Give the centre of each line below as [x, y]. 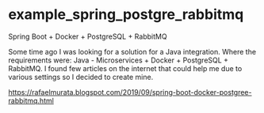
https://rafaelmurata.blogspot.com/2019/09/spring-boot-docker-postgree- [130, 92]
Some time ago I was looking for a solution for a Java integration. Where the [132, 51]
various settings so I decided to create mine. [81, 77]
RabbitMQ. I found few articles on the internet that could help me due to [125, 68]
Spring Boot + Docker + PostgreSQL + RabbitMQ [88, 36]
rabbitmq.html [31, 100]
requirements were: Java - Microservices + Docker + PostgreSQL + [118, 60]
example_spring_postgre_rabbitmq [126, 15]
